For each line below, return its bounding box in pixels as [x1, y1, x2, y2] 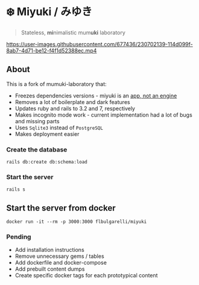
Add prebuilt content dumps [14, 265, 85, 273]
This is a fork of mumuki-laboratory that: [6, 80, 107, 87]
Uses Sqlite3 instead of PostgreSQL [14, 124, 104, 131]
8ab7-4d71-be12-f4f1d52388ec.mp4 [6, 47, 97, 54]
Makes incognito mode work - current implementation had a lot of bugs [14, 111, 193, 118]
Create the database [6, 145, 68, 153]
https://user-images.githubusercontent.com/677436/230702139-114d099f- [6, 40, 193, 47]
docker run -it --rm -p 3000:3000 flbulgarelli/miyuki [6, 219, 147, 225]
